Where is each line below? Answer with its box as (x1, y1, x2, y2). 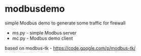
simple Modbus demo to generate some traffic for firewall (5, 20, 126, 26)
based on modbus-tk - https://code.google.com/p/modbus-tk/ (5, 45, 136, 51)
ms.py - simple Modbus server (12, 30, 77, 36)
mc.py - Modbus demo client (12, 35, 73, 41)
